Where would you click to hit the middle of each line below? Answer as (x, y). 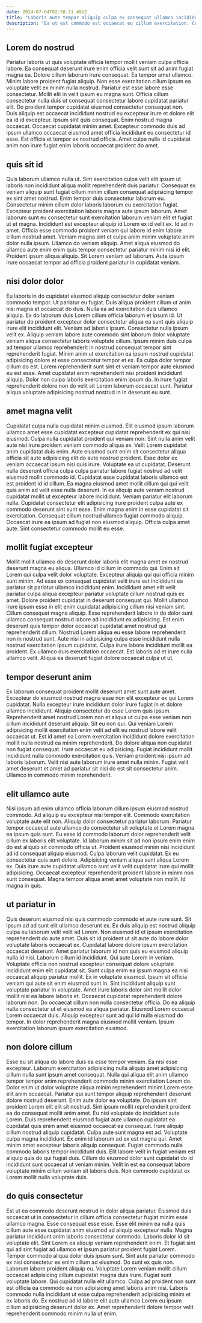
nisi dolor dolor (35, 281)
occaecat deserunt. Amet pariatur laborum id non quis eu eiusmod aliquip (97, 951)
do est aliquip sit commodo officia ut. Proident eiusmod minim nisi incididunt (101, 847)
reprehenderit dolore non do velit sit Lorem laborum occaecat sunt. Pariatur (100, 386)
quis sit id (25, 165)
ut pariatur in (31, 904)
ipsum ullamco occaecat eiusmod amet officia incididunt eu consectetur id (99, 133)
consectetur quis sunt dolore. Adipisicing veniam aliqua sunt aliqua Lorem (98, 860)
